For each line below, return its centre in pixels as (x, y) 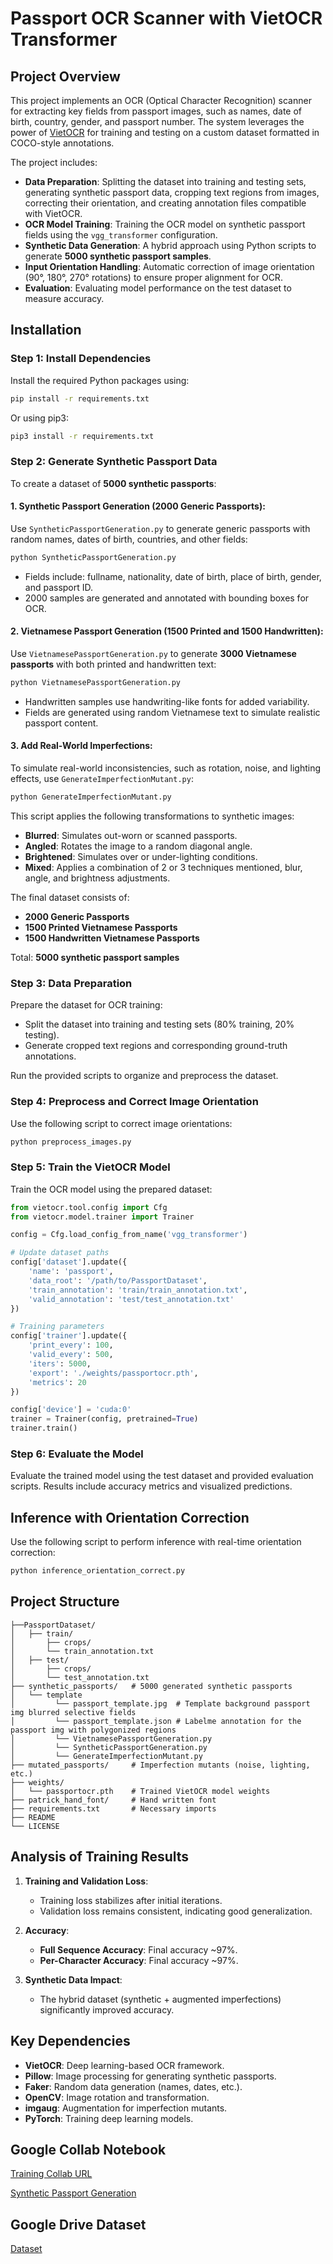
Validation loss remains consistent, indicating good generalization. (176, 1911)
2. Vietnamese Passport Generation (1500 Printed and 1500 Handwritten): (167, 631)
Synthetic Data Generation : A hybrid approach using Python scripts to (170, 245)
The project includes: (54, 162)
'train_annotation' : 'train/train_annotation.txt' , (138, 1290)
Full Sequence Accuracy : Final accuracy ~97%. (138, 1949)
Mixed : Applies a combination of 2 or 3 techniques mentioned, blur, (163, 867)
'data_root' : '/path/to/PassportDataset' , (118, 1280)
